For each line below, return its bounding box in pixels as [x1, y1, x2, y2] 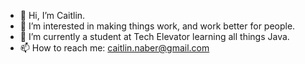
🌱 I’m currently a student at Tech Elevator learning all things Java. [19, 31, 290, 42]
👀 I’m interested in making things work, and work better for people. [19, 20, 296, 32]
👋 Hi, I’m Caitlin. [19, 10, 86, 21]
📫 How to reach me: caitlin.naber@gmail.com [19, 42, 210, 54]
